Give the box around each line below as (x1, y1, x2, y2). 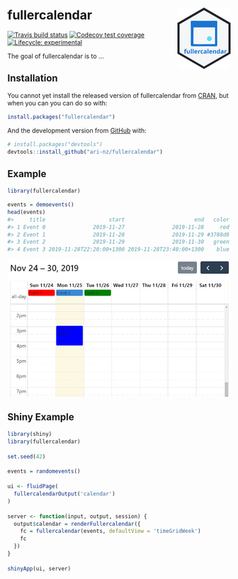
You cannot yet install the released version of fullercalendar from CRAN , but (7, 91, 229, 99)
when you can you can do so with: (7, 99, 108, 107)
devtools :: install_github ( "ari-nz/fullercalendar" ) (7, 148, 163, 155)
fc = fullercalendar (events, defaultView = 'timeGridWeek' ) (20, 528, 201, 535)
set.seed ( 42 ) (7, 453, 46, 460)
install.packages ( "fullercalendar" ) (7, 113, 115, 120)
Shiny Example (7, 411, 74, 423)
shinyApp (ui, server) (7, 565, 72, 572)
